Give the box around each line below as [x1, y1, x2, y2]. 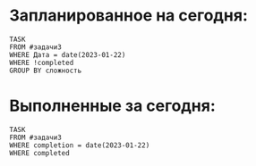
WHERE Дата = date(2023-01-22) [9, 50, 126, 59]
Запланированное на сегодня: [9, 5, 248, 26]
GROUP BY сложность [9, 66, 82, 75]
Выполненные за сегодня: [9, 95, 217, 116]
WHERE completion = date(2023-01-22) [9, 140, 150, 150]
